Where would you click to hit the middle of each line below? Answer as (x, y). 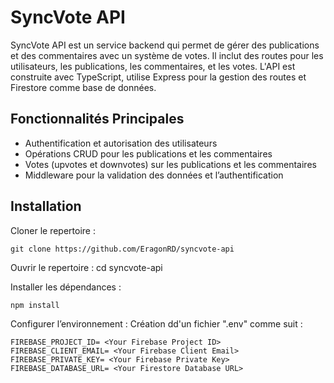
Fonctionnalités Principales (97, 119)
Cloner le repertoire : (53, 230)
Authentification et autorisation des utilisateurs (121, 143)
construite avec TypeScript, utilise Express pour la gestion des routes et (158, 77)
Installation (46, 206)
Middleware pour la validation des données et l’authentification (154, 175)
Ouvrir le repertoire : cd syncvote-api (86, 267)
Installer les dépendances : (66, 287)
